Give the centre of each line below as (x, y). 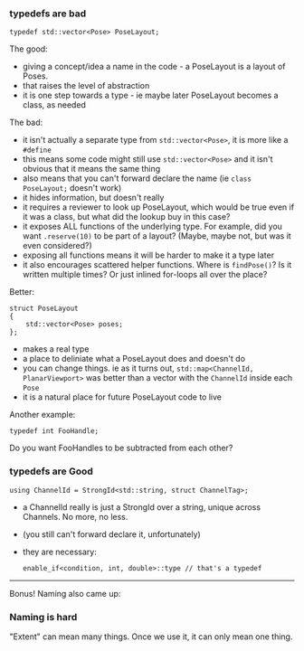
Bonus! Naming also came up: (65, 593)
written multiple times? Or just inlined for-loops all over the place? (145, 275)
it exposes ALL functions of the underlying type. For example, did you (152, 226)
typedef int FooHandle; (54, 431)
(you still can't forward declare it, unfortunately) (111, 534)
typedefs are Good (51, 471)
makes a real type (56, 349)
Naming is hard (43, 617)
